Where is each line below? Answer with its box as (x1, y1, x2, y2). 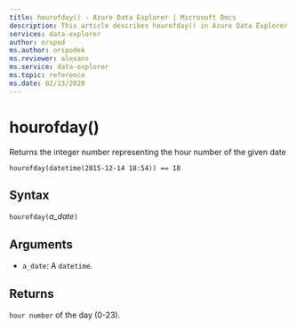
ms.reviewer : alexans (9, 54, 90, 63)
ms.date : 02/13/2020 (9, 79, 86, 88)
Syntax (9, 187, 50, 202)
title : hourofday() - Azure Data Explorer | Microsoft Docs (9, 12, 237, 22)
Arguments (9, 237, 74, 252)
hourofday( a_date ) (9, 211, 78, 222)
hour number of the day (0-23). (9, 309, 121, 320)
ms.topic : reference (9, 71, 86, 80)
